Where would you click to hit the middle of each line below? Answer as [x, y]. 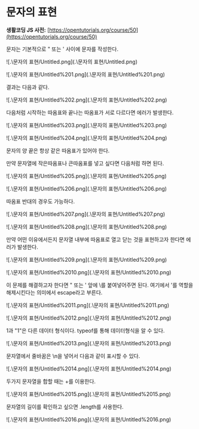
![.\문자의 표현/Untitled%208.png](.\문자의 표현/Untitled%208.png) [87, 226]
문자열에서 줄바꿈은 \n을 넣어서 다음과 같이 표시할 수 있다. [73, 356]
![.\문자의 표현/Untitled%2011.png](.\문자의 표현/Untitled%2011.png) [88, 305]
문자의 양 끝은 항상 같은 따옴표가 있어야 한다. [58, 151]
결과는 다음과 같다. [28, 87]
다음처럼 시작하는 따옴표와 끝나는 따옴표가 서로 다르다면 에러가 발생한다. [90, 112]
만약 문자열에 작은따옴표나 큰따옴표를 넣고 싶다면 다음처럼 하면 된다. [85, 163]
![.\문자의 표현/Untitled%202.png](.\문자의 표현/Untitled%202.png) [87, 100]
